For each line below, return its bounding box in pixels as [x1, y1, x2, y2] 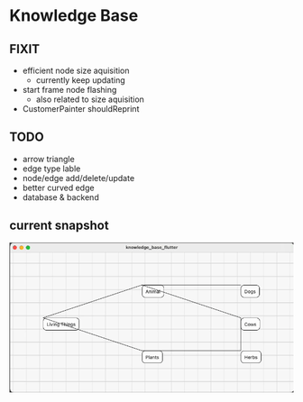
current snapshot [9, 218, 110, 233]
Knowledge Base [9, 5, 139, 26]
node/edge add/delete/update [22, 172, 135, 183]
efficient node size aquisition [22, 65, 130, 76]
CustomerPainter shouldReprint [22, 104, 140, 114]
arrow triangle [22, 153, 75, 164]
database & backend [22, 191, 99, 203]
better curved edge [22, 182, 95, 193]
